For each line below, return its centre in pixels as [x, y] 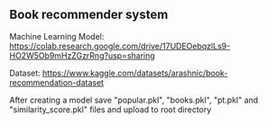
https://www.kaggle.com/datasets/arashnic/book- [135, 73]
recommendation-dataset [57, 82]
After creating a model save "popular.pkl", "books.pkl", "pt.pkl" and [134, 100]
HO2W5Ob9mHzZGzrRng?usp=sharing [82, 55]
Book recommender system [89, 15]
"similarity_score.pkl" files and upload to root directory [110, 109]
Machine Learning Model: [57, 36]
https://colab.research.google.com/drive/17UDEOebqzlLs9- [120, 46]
